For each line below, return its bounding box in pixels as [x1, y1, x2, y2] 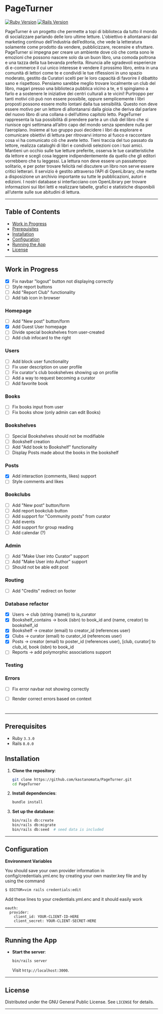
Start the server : [12, 949, 46, 955]
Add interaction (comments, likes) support [12, 473, 97, 479]
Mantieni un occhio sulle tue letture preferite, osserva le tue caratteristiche [5, 147, 154, 154]
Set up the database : [12, 809, 55, 815]
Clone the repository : [12, 767, 56, 773]
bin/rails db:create [12, 818, 54, 823]
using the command [5, 878, 45, 884]
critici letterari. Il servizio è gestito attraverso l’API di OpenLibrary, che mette [5, 168, 157, 174]
